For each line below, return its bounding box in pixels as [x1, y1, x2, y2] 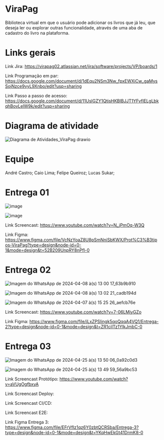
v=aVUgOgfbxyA [5, 381, 39, 387]
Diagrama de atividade [5, 120, 99, 132]
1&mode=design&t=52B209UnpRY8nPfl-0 [5, 247, 90, 253]
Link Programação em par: [5, 72, 59, 79]
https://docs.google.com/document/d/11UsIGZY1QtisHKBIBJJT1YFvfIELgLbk [5, 98, 159, 104]
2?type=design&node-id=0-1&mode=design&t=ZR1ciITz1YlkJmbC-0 [5, 324, 143, 329]
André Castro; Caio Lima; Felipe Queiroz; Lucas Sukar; [5, 170, 115, 176]
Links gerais [5, 47, 56, 58]
